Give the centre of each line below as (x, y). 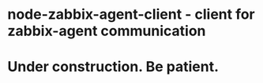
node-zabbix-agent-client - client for (131, 14)
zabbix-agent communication (107, 31)
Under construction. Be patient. (113, 67)
